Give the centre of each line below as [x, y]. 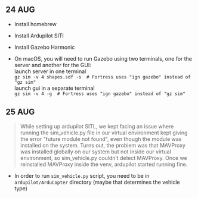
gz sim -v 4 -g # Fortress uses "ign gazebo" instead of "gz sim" [100, 94]
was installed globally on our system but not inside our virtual [95, 152]
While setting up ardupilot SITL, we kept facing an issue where [97, 126]
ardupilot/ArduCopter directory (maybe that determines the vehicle [97, 182]
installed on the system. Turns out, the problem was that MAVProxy [103, 145]
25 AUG [20, 112]
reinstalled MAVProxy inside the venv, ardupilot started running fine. [104, 164]
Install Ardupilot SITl [39, 36]
